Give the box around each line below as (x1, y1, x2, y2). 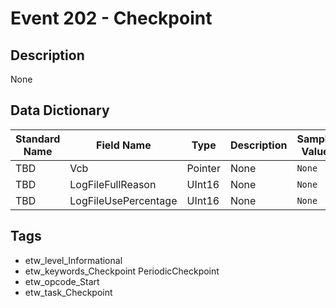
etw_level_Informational (24, 254, 123, 266)
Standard (15, 132, 61, 146)
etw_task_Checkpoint (24, 286, 113, 298)
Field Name (96, 138, 152, 152)
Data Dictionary (10, 102, 110, 119)
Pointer (186, 161, 221, 175)
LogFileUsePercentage (69, 193, 178, 207)
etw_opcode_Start (24, 275, 100, 287)
